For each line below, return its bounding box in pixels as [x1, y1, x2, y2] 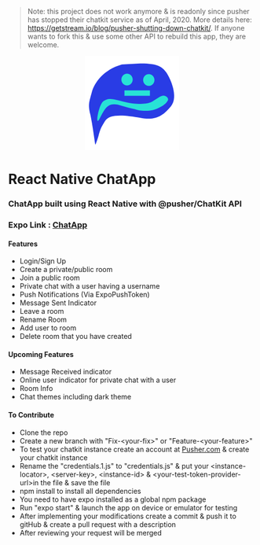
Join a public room [19, 273, 80, 282]
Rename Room [19, 315, 68, 325]
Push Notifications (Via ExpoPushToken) [19, 290, 151, 300]
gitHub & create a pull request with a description [19, 519, 177, 529]
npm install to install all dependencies [19, 486, 141, 495]
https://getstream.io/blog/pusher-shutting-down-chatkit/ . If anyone [27, 24, 245, 32]
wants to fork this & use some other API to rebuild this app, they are [27, 31, 246, 41]
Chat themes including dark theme [19, 392, 132, 402]
